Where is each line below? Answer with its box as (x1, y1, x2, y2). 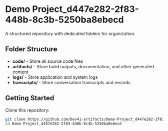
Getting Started (5, 94, 54, 103)
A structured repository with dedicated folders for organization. (5, 30, 136, 36)
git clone (5, 117, 26, 122)
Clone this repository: (5, 107, 50, 113)
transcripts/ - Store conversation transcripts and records (12, 79, 131, 85)
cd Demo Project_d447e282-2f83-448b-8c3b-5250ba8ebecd (5, 121, 122, 127)
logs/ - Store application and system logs (12, 74, 98, 80)
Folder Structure (5, 45, 57, 53)
